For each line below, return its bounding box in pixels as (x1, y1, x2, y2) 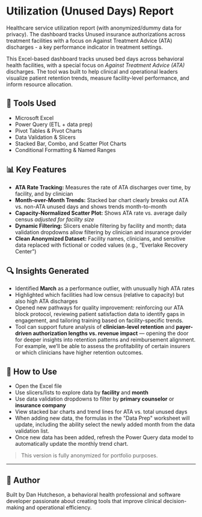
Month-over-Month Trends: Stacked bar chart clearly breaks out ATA (14, 196, 189, 203)
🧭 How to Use (6, 366, 57, 376)
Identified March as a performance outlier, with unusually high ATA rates (14, 285, 195, 292)
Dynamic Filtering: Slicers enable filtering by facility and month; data (14, 222, 186, 229)
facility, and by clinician (14, 190, 73, 197)
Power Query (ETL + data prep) (14, 121, 93, 128)
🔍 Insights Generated (6, 265, 89, 276)
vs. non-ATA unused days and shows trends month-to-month (14, 203, 167, 210)
